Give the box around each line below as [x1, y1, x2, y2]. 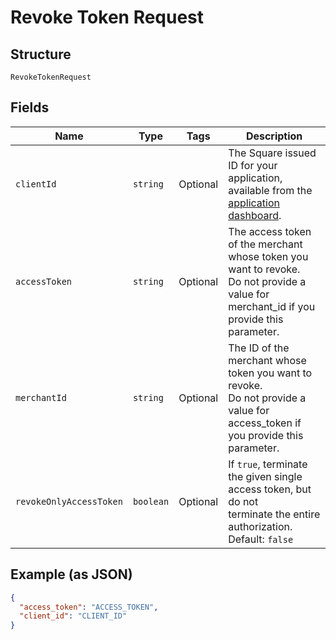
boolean [132, 496, 170, 507]
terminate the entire [228, 507, 321, 521]
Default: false [228, 532, 294, 546]
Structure [10, 46, 72, 63]
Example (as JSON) [10, 566, 133, 583]
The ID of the [228, 341, 290, 355]
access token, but [228, 482, 312, 496]
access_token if [228, 416, 302, 430]
